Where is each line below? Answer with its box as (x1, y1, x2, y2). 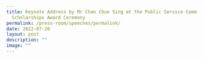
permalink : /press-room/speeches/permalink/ (6, 20, 121, 26)
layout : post (6, 31, 39, 37)
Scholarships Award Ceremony (12, 14, 86, 21)
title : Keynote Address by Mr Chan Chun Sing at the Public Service (6, 8, 183, 15)
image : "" (6, 43, 32, 49)
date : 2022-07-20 (6, 25, 50, 32)
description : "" (6, 37, 47, 43)
